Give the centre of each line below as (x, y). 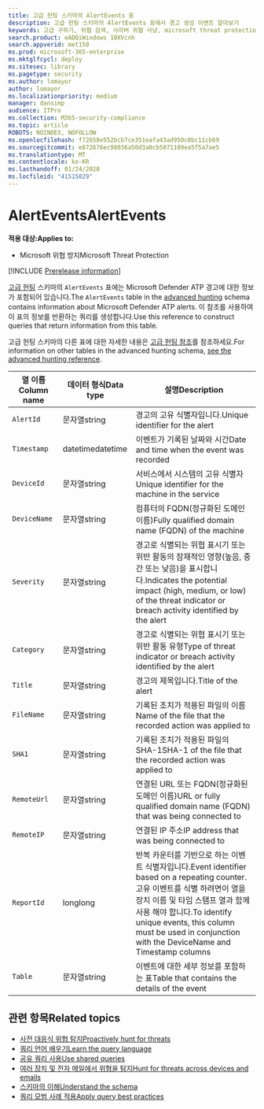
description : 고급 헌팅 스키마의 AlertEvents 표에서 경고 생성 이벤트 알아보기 (124, 23)
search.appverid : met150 (49, 45)
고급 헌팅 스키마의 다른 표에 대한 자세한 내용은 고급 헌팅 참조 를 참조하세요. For (126, 341)
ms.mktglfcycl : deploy (45, 60)
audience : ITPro (35, 111)
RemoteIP (28, 835)
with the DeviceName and (183, 942)
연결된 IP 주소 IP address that (187, 830)
